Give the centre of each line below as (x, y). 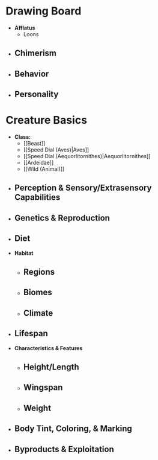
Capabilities (37, 197)
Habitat (24, 253)
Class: (23, 137)
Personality (36, 94)
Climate (38, 313)
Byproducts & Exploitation (64, 449)
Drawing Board (44, 11)
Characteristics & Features (48, 348)
